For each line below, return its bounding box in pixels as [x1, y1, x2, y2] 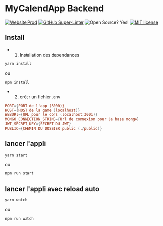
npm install [5, 80, 29, 85]
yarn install [5, 61, 32, 66]
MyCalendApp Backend [5, 3, 104, 14]
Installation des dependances [19, 52, 80, 57]
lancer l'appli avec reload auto [5, 185, 100, 193]
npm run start [5, 171, 34, 176]
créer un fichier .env [19, 94, 61, 100]
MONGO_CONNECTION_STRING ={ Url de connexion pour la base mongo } [5, 117, 139, 122]
